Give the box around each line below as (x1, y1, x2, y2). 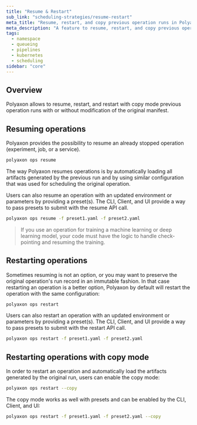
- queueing (11, 42, 38, 48)
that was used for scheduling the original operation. (6, 180, 131, 187)
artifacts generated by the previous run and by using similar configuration (6, 174, 184, 181)
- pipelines (11, 47, 41, 53)
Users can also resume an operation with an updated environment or (6, 192, 172, 199)
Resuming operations (6, 124, 86, 134)
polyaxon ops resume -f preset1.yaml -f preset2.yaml (6, 215, 141, 221)
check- (158, 232, 175, 239)
